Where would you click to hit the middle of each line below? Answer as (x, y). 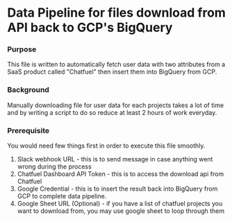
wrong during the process (54, 167)
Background (28, 90)
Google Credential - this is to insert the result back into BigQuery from (117, 189)
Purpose (22, 49)
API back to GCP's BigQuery (90, 27)
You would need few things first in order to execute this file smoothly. (106, 146)
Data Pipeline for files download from (116, 13)
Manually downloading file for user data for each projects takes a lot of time (116, 105)
